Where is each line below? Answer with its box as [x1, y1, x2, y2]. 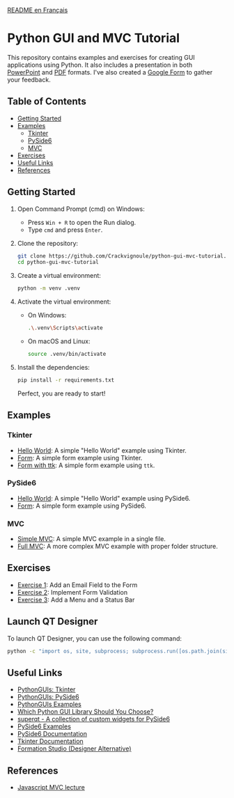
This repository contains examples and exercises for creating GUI [7, 53, 195, 61]
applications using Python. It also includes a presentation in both [7, 61, 193, 69]
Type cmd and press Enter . [27, 226, 103, 234]
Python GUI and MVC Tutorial [7, 31, 180, 46]
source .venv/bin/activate [27, 351, 107, 358]
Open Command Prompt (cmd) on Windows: [17, 205, 145, 213]
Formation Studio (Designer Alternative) [17, 744, 132, 753]
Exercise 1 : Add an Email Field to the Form [17, 581, 138, 589]
